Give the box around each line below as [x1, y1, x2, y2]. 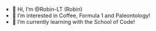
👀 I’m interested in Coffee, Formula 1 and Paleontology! [12, 12, 150, 19]
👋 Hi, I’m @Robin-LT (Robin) [12, 6, 83, 13]
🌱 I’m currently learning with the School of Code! [12, 18, 135, 25]
